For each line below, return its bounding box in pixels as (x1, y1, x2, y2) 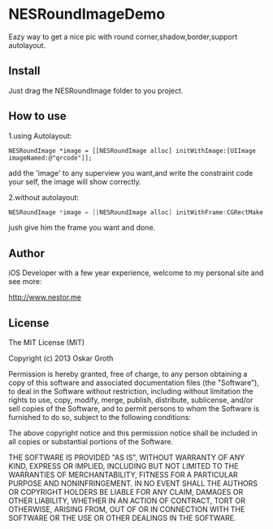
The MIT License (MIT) (8, 338, 85, 348)
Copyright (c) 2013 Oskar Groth (8, 353, 114, 363)
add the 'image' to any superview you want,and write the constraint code (8, 168, 253, 177)
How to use (8, 109, 67, 123)
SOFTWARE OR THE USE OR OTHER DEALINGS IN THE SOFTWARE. (8, 514, 236, 523)
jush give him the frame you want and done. (8, 223, 156, 233)
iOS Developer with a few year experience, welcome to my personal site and (8, 268, 264, 278)
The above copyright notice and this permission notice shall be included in (8, 428, 258, 438)
